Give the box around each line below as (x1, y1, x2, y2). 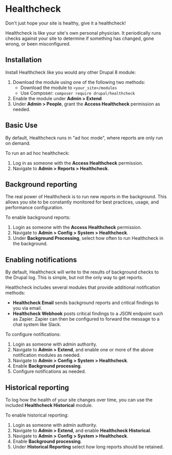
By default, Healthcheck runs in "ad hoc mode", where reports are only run (5, 134, 163, 141)
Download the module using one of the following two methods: (12, 79, 145, 85)
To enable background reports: (5, 214, 71, 220)
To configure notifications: (5, 331, 61, 337)
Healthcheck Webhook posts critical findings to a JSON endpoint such (12, 310, 163, 317)
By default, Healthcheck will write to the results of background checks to (5, 269, 159, 275)
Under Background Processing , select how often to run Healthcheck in (12, 235, 164, 241)
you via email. (12, 305, 42, 311)
